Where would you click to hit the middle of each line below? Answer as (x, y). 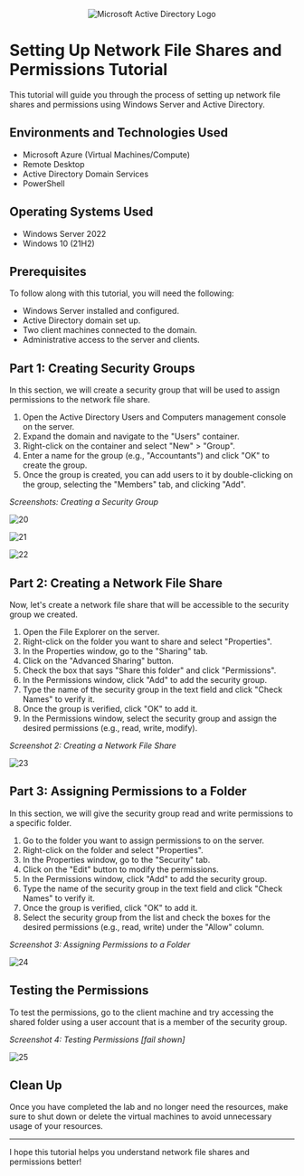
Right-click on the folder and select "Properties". (113, 849)
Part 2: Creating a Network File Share (116, 583)
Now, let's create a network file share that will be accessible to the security (149, 605)
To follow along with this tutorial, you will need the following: (122, 293)
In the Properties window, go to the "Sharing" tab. (115, 651)
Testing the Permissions (79, 991)
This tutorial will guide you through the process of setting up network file (145, 94)
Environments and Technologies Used (119, 133)
